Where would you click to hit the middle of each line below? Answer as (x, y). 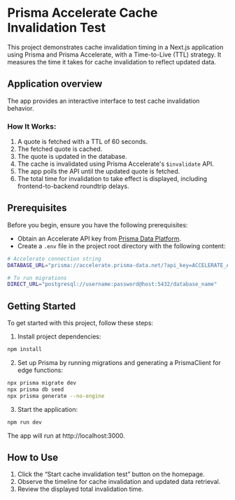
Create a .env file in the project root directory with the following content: (121, 245)
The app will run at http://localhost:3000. (66, 436)
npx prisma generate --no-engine (56, 396)
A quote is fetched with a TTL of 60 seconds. (83, 142)
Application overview (55, 84)
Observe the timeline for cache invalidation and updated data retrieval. (119, 482)
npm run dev (24, 422)
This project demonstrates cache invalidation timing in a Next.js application (115, 47)
